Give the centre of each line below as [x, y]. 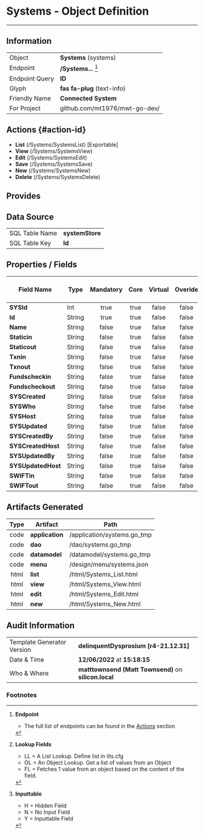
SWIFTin [22, 475]
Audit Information [40, 626]
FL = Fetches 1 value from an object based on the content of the [104, 769]
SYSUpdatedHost [35, 465]
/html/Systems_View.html [105, 584]
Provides [23, 196]
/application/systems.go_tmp [110, 534]
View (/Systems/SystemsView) [54, 151]
